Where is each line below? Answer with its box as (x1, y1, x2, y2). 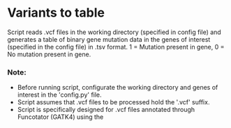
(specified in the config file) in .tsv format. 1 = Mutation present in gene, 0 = (7, 42, 225, 51)
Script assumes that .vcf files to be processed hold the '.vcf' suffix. (17, 98, 210, 106)
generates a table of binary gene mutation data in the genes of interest (7, 35, 211, 43)
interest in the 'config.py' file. (17, 90, 103, 99)
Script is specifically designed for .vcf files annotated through (17, 106, 195, 114)
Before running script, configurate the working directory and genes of (17, 83, 218, 92)
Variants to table (7, 5, 105, 21)
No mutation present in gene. (7, 50, 91, 58)
